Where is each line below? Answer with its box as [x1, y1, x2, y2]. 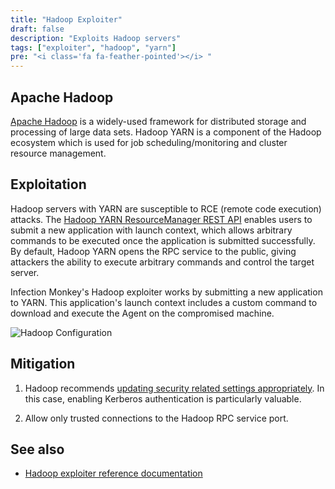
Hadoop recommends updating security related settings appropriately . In [24, 382, 325, 394]
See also [10, 441, 65, 458]
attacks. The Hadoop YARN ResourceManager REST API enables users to [10, 213, 313, 225]
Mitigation [10, 356, 76, 373]
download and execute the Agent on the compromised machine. [10, 307, 275, 319]
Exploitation [10, 176, 87, 193]
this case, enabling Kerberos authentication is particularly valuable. [24, 392, 302, 405]
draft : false [10, 24, 65, 34]
